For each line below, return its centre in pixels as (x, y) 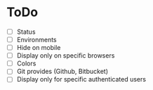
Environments (36, 40)
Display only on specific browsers (66, 56)
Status (26, 32)
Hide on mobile (39, 48)
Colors (26, 63)
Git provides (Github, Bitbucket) (62, 72)
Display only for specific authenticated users (81, 79)
